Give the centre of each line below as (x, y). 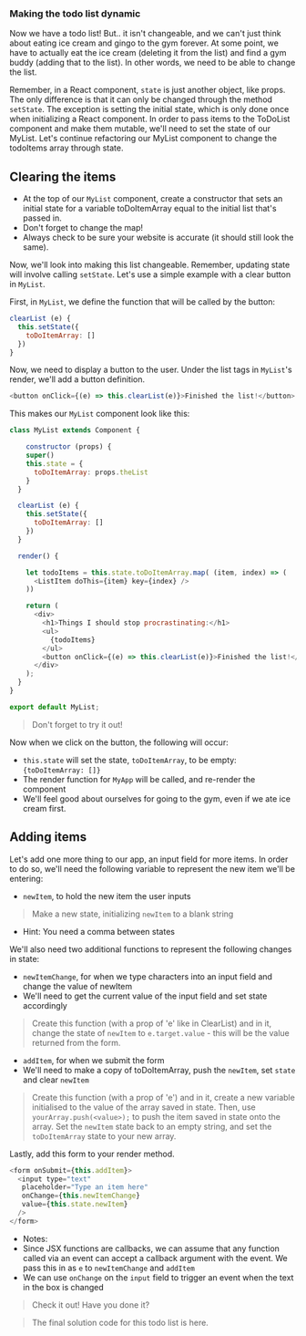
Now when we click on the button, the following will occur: (119, 742)
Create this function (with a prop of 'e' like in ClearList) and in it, (151, 1023)
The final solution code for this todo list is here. (120, 1322)
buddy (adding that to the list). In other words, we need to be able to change (153, 63)
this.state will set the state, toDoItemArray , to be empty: (129, 760)
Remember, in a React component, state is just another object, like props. (148, 90)
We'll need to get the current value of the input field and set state (145, 996)
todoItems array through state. (66, 148)
